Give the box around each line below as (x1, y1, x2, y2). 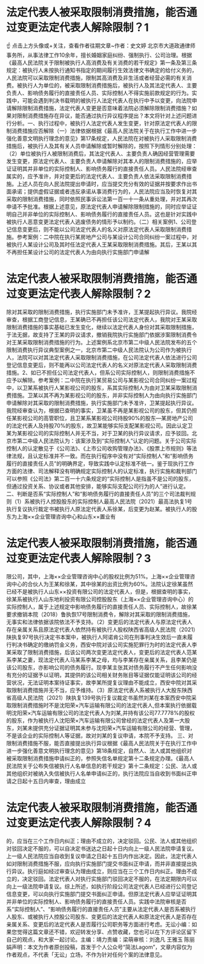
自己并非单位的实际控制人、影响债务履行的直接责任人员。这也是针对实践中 (11, 210, 197, 218)
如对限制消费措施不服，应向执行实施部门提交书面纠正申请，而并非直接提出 (6, 860, 192, 867)
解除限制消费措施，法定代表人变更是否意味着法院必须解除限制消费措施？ (11, 104, 192, 112)
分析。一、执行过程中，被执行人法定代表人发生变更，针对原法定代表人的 (11, 119, 192, 127)
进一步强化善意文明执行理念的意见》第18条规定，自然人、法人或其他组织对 (6, 747, 192, 754)
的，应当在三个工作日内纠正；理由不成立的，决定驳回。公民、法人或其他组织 (6, 837, 197, 845)
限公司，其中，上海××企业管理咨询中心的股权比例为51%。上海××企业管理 (6, 572, 190, 580)
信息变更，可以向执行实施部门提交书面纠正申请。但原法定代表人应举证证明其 (6, 890, 197, 897)
